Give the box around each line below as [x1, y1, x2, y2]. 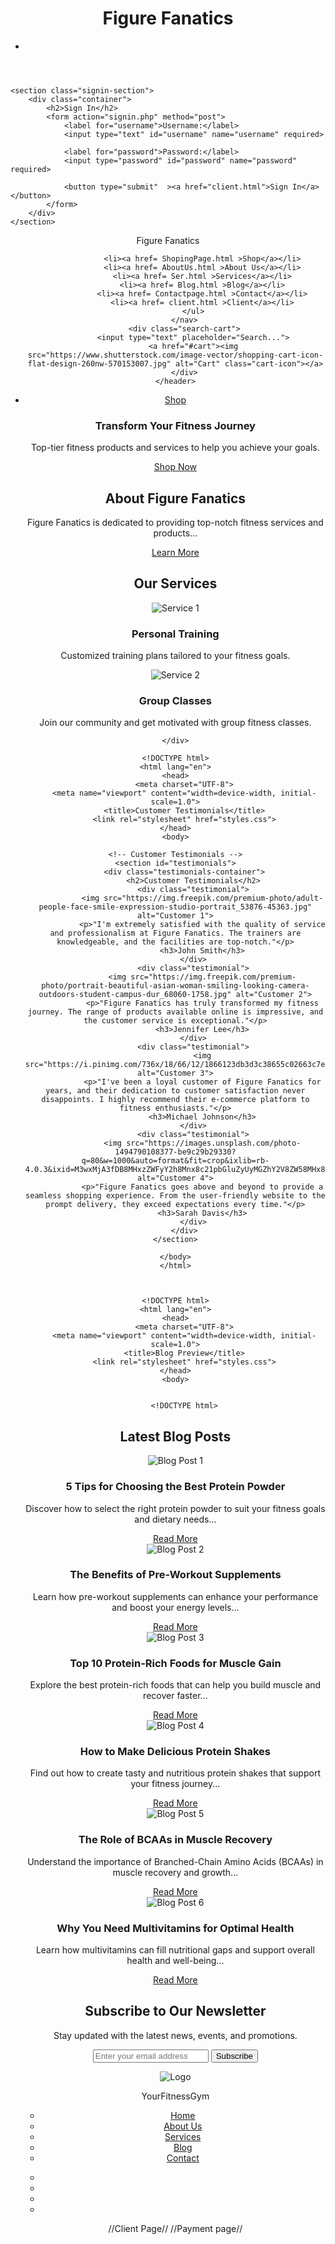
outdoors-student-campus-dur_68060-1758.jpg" [38, 990, 232, 1000]
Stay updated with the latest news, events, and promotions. [53, 2029, 298, 2041]
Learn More [151, 547, 200, 559]
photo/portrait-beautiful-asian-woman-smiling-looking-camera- [41, 981, 310, 991]
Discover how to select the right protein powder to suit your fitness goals [25, 1502, 326, 1514]
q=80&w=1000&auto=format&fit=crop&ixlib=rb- [81, 1156, 270, 1166]
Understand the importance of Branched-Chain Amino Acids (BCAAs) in [27, 1855, 324, 1867]
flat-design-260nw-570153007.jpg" [27, 358, 172, 369]
